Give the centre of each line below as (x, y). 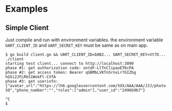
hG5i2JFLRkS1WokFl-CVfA (31, 77)
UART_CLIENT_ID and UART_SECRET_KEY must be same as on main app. (77, 45)
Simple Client (27, 28)
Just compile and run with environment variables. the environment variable (84, 40)
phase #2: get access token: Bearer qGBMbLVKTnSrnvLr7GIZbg (71, 72)
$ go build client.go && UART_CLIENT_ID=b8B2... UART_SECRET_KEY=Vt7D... (86, 54)
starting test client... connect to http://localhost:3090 (70, 64)
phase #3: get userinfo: (32, 81)
